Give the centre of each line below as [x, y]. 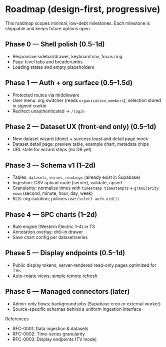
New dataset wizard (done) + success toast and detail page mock [80, 139]
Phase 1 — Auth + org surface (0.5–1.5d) [69, 83]
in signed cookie [29, 105]
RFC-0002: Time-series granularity [48, 334]
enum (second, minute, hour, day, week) [53, 193]
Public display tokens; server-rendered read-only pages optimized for [84, 265]
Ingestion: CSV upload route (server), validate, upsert [67, 183]
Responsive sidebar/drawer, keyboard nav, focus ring [67, 56]
